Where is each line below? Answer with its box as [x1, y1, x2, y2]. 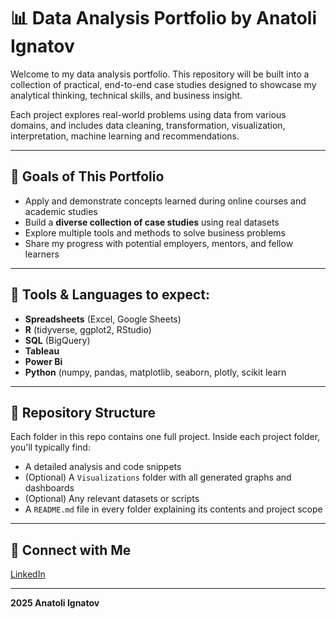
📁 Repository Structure [10, 404, 156, 421]
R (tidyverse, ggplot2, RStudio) [24, 323, 152, 335]
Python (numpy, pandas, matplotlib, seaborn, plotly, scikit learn [24, 366, 287, 378]
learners [24, 248, 60, 260]
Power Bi [24, 355, 63, 367]
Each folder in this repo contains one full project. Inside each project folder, [10, 431, 321, 443]
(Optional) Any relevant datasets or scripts [24, 493, 200, 505]
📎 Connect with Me [10, 541, 132, 559]
